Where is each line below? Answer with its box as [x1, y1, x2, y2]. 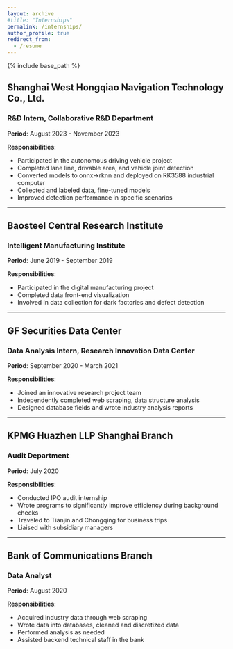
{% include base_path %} [7, 62, 80, 70]
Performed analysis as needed [17, 628, 105, 636]
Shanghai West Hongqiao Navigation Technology [7, 81, 224, 94]
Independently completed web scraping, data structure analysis [17, 396, 200, 404]
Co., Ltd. [7, 93, 45, 104]
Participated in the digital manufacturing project [17, 283, 154, 292]
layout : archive [7, 10, 54, 17]
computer [17, 178, 46, 186]
